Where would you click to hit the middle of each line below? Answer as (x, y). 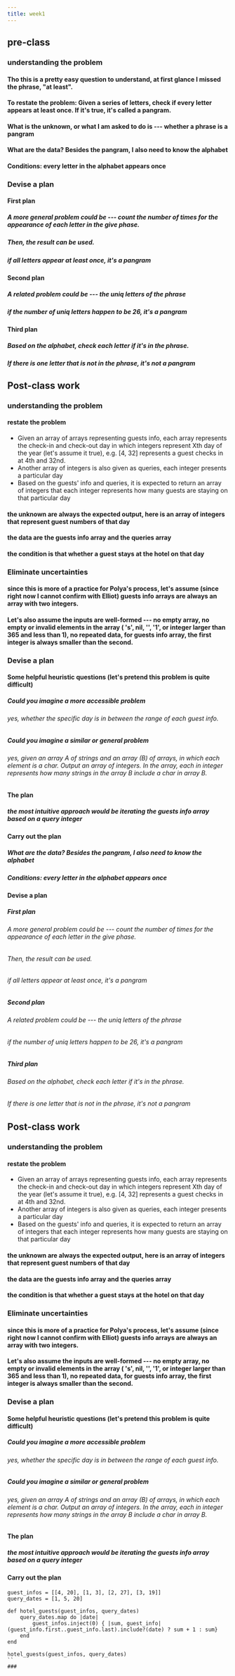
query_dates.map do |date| (59, 1617)
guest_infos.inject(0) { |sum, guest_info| (97, 1623)
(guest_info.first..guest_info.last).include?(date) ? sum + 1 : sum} (113, 1630)
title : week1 (26, 14)
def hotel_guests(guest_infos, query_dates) (73, 1611)
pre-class (29, 43)
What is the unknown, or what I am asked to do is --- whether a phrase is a (117, 126)
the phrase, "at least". (40, 87)
